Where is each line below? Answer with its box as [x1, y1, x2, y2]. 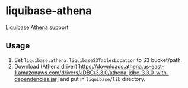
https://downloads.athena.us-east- [79, 63, 164, 70]
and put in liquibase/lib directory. [60, 75, 146, 82]
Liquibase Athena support [5, 24, 69, 31]
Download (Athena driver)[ [14, 63, 79, 70]
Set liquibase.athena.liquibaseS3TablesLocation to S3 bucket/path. [14, 56, 182, 63]
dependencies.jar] [14, 75, 59, 82]
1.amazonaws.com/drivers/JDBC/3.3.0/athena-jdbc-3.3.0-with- [14, 69, 170, 76]
